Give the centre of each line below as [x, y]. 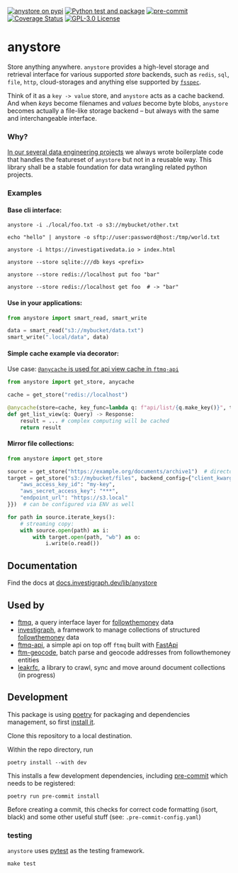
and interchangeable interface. [52, 118]
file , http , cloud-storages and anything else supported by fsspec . [104, 82]
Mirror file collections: [41, 444]
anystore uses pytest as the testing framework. [76, 851]
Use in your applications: [45, 302]
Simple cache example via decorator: [63, 353]
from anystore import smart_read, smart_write [77, 318]
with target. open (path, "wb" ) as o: [87, 537]
